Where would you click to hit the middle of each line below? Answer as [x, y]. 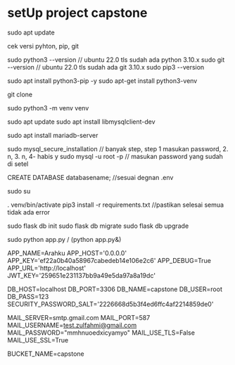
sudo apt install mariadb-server [53, 135]
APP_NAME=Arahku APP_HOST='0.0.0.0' [67, 253]
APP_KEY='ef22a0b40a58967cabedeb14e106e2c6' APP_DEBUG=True [109, 260]
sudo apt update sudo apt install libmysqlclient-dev [82, 122]
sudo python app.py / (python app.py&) [64, 239]
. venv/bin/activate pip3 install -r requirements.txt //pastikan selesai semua [115, 205]
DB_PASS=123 [28, 296]
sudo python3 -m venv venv [48, 108]
